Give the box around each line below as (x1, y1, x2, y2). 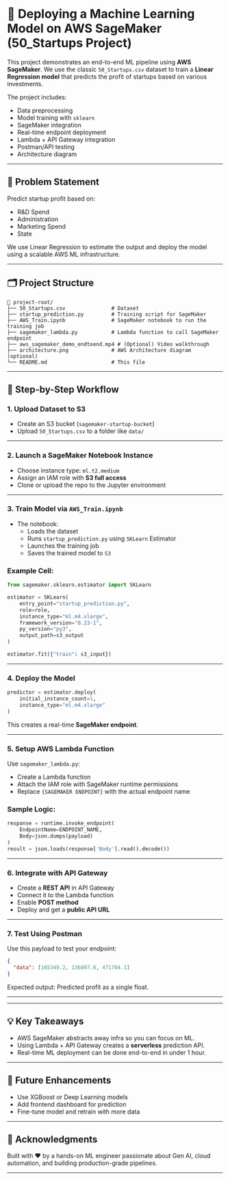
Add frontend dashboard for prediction (16, 1100, 127, 1108)
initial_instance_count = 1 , (19, 695, 97, 703)
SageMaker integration (16, 121, 82, 129)
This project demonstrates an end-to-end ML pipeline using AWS (7, 58, 192, 66)
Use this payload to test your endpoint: (7, 944, 117, 953)
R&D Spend (16, 208, 50, 216)
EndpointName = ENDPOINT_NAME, (19, 827, 103, 833)
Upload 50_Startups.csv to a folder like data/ (16, 427, 144, 436)
